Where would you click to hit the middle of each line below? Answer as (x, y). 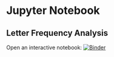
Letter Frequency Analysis (57, 33)
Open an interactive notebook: (44, 47)
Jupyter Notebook (53, 11)
